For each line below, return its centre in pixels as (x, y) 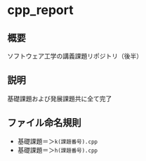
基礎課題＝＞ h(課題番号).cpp (58, 150)
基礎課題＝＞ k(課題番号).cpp (58, 141)
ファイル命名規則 (44, 123)
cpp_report (40, 10)
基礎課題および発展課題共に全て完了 (60, 98)
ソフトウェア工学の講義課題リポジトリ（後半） (75, 56)
